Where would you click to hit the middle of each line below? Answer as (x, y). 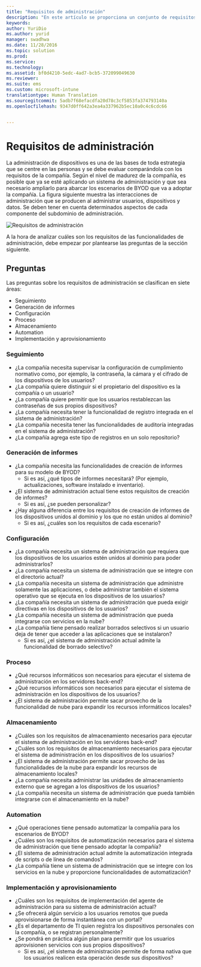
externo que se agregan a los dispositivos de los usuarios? (87, 786)
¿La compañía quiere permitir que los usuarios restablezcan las (93, 399)
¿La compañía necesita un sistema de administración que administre (99, 583)
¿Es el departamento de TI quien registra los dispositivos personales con (104, 926)
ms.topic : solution (31, 51)
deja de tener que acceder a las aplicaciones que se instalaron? (93, 634)
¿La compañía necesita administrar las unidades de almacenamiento (99, 780)
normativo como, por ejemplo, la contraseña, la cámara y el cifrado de (101, 374)
